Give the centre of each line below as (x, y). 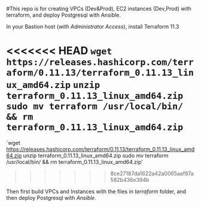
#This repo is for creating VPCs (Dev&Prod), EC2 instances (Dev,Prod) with (99, 9)
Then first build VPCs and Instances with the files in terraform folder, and (96, 191)
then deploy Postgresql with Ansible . (51, 197)
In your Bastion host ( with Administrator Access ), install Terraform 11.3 (93, 27)
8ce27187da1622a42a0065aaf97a (152, 173)
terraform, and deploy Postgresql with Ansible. (64, 15)
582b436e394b (130, 179)
